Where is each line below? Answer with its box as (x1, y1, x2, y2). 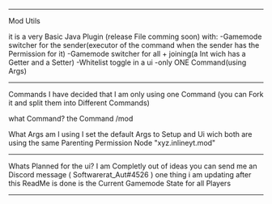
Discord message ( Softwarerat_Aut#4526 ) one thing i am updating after (8, 170, 252, 179)
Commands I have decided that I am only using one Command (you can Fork (8, 90, 265, 99)
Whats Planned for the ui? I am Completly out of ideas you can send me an (8, 161, 257, 171)
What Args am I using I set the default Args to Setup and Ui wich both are (8, 130, 253, 138)
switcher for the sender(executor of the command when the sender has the (8, 40, 260, 49)
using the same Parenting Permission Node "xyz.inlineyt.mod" (8, 138, 216, 147)
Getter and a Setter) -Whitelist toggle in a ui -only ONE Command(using (8, 57, 247, 67)
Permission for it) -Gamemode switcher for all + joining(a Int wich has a (8, 49, 246, 58)
